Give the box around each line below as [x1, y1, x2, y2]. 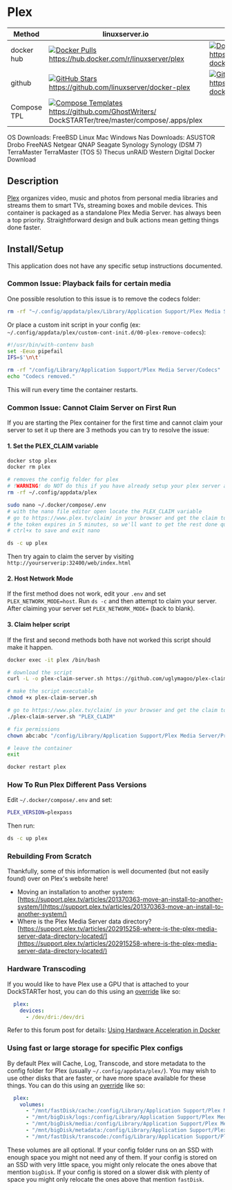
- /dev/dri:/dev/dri [25, 1013, 85, 1020]
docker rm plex [7, 463, 51, 471]
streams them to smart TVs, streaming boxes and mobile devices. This [7, 201, 207, 209]
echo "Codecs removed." [7, 373, 76, 380]
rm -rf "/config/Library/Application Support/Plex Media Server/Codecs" [7, 366, 221, 374]
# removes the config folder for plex [7, 476, 119, 483]
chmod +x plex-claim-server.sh [7, 694, 97, 702]
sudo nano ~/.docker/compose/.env [7, 501, 107, 508]
